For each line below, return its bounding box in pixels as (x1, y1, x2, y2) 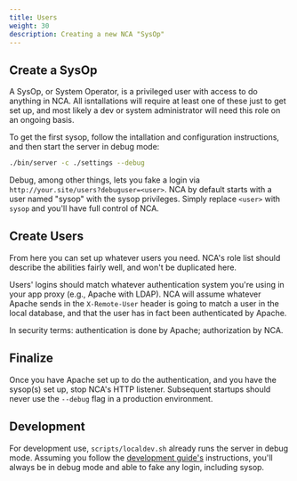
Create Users (9, 229, 84, 244)
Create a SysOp (9, 62, 98, 77)
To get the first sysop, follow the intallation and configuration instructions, (9, 132, 280, 143)
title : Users (9, 12, 58, 22)
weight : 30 (9, 21, 50, 30)
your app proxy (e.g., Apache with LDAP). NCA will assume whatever (9, 289, 261, 299)
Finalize (9, 351, 53, 366)
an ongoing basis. (9, 115, 75, 126)
